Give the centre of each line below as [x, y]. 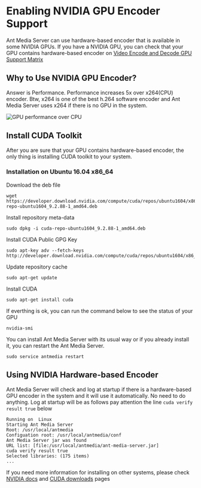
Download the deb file [33, 185]
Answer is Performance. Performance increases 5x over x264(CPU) [90, 92]
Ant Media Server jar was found [46, 440]
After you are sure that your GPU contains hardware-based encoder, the [95, 150]
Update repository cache [37, 267]
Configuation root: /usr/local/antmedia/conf [64, 435]
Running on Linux [29, 419]
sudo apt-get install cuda [40, 300]
